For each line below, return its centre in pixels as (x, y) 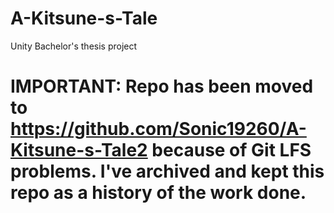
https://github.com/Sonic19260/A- (158, 129)
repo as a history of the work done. (158, 193)
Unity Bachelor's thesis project (74, 46)
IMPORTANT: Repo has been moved (162, 86)
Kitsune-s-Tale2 (79, 150)
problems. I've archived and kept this (167, 171)
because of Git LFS (231, 150)
